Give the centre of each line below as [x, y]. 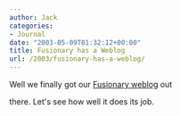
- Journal [28, 34]
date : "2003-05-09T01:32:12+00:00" [75, 42]
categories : [31, 26]
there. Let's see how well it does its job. [82, 102]
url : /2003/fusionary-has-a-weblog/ [77, 59]
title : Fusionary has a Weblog [67, 51]
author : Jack [33, 17]
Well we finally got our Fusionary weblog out [91, 84]
